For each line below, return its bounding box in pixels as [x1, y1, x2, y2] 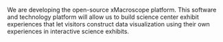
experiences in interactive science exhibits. [7, 27, 129, 35]
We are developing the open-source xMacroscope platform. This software [7, 6, 217, 14]
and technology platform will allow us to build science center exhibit [7, 13, 199, 21]
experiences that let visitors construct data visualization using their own [7, 20, 211, 28]
